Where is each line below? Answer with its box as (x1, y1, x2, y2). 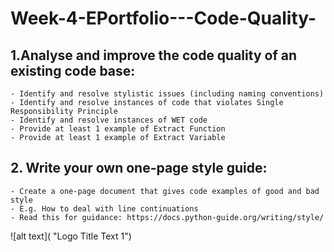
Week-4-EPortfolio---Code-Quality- (10, 7, 317, 30)
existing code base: (10, 62, 136, 79)
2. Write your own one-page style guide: (10, 160, 268, 177)
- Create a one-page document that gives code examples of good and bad (10, 186, 320, 196)
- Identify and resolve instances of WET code (10, 115, 208, 125)
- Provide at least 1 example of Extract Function (10, 124, 226, 134)
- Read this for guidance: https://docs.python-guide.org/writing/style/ (10, 212, 325, 222)
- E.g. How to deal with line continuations (10, 203, 199, 214)
